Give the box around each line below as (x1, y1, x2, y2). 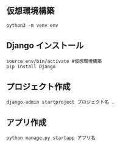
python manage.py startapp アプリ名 (6, 135, 96, 142)
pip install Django (6, 63, 56, 70)
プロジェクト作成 (6, 82, 71, 92)
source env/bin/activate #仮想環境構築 (6, 58, 102, 64)
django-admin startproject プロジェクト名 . (6, 99, 115, 106)
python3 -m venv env (6, 22, 59, 29)
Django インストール (6, 40, 84, 51)
